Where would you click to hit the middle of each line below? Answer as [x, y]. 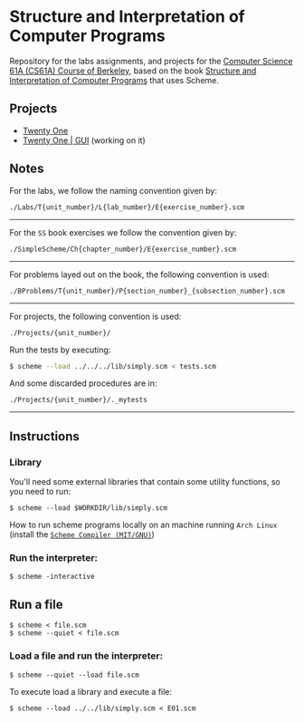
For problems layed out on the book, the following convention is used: [139, 274]
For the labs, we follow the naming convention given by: [113, 190]
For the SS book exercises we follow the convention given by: [123, 232]
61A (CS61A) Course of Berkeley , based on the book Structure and [133, 71]
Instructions [44, 436]
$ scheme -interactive [52, 577]
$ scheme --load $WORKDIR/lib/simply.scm [89, 508]
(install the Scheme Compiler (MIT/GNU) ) [82, 534]
